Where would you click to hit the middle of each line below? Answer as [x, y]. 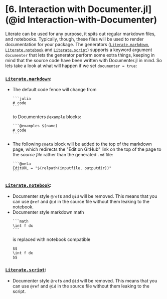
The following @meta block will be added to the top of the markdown [82, 144]
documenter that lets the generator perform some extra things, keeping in [80, 55]
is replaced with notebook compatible [51, 239]
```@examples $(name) [35, 126]
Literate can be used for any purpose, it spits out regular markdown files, [80, 34]
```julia [22, 99]
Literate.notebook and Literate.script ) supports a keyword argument [79, 50]
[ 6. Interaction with [46, 9]
